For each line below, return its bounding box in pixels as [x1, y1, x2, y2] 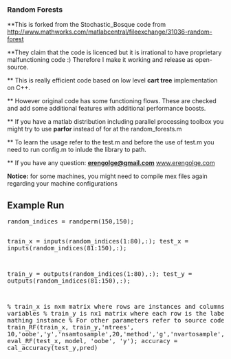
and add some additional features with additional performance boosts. [7, 105, 206, 113]
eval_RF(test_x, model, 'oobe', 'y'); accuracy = [7, 337, 178, 345]
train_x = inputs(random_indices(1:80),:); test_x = [7, 237, 189, 246]
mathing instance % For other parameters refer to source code [7, 316, 225, 325]
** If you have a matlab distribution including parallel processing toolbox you [7, 118, 224, 126]
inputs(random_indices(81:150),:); [7, 244, 127, 252]
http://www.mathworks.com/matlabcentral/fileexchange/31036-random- [7, 28, 213, 36]
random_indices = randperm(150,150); [7, 218, 135, 226]
